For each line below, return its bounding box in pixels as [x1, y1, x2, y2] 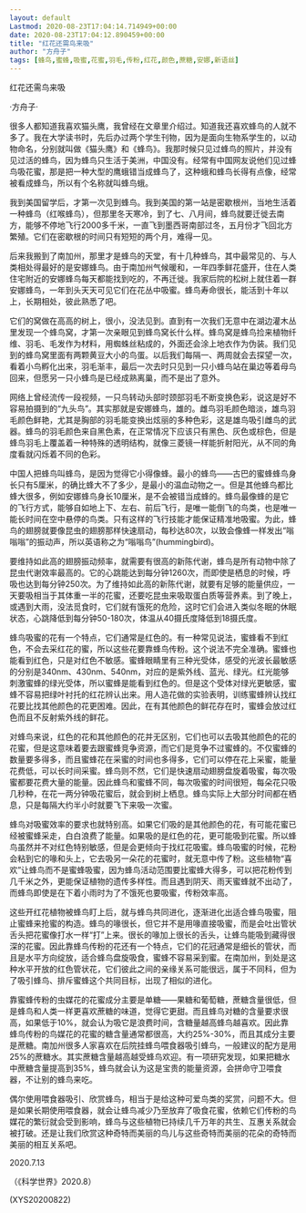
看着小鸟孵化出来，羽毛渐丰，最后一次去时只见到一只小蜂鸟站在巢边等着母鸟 [9, 361, 297, 372]
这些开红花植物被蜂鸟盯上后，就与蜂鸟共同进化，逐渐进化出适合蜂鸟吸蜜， [9, 907, 289, 917]
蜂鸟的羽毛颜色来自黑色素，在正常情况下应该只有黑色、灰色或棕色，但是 [25, 426, 297, 437]
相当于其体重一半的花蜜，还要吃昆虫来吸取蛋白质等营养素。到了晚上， [33, 590, 297, 601]
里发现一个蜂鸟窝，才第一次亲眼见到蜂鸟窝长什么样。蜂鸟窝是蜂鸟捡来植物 [9, 327, 289, 337]
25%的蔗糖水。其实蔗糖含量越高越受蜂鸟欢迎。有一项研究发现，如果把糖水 [9, 1052, 291, 1062]
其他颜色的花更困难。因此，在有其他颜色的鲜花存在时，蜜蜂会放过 [40, 701, 289, 711]
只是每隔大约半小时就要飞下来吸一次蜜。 [25, 799, 178, 810]
